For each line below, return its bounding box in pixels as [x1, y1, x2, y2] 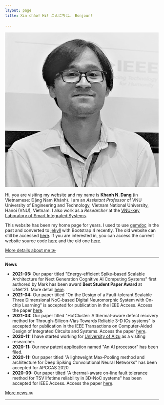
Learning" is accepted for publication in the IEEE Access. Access [21, 302, 153, 308]
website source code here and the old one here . [5, 238, 102, 244]
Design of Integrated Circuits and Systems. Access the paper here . [12, 329, 147, 334]
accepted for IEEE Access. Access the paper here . [12, 380, 114, 386]
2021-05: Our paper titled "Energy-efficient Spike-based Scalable [12, 271, 145, 277]
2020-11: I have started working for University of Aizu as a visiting [12, 333, 145, 339]
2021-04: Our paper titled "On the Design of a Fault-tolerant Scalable [12, 292, 152, 298]
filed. [12, 349, 23, 355]
